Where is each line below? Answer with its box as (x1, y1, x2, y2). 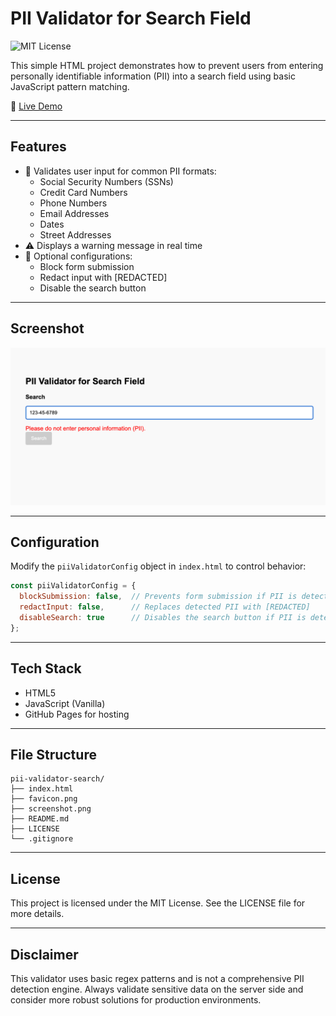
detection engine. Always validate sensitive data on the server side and (10, 983, 304, 995)
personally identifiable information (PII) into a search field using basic (10, 70, 296, 82)
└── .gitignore (10, 834, 74, 844)
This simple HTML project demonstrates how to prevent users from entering (10, 59, 324, 71)
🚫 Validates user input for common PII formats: (24, 165, 217, 177)
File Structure (10, 746, 97, 763)
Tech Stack (10, 660, 82, 677)
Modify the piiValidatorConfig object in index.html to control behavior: (10, 560, 307, 572)
